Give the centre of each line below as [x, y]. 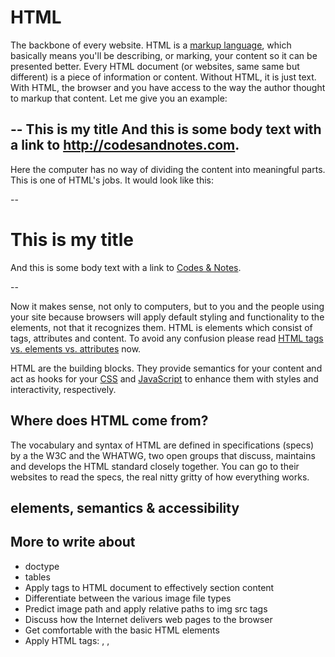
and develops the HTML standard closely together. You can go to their [155, 466]
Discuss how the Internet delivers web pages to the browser [148, 619]
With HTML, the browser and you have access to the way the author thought [168, 87]
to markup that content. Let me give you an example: [119, 98]
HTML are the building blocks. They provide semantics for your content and [166, 368]
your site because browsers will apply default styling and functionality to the [167, 317]
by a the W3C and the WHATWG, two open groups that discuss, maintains [163, 455]
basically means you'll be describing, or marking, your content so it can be [164, 55]
